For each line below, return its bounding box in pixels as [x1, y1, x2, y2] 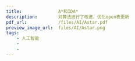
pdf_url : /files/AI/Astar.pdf [6, 19, 108, 25]
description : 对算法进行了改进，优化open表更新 [6, 14, 130, 20]
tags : [6, 30, 19, 36]
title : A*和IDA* [6, 8, 79, 15]
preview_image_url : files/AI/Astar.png [6, 24, 106, 31]
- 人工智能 [16, 35, 40, 41]
